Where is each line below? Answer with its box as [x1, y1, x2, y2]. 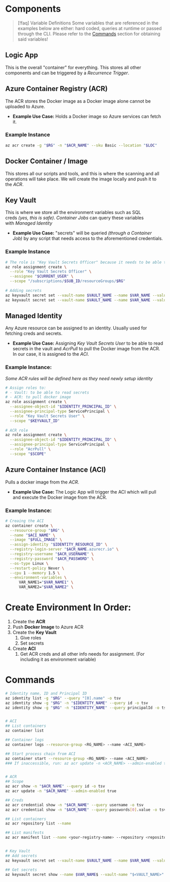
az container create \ [5, 523, 53, 528]
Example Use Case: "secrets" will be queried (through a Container [12, 230, 152, 236]
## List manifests [5, 830, 44, 835]
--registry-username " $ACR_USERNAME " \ [10, 552, 94, 557]
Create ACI [12, 645, 36, 651]
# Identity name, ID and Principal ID [5, 691, 87, 696]
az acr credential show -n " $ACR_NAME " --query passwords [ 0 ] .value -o [5, 807, 157, 812]
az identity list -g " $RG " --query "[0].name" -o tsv [5, 695, 121, 701]
